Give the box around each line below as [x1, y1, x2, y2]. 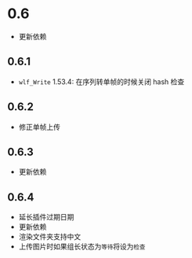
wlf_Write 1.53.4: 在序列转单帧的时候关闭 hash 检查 [18, 76, 185, 87]
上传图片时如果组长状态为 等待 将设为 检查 [18, 241, 146, 252]
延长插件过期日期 [18, 212, 74, 222]
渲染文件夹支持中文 [18, 232, 82, 241]
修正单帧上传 [18, 122, 60, 131]
